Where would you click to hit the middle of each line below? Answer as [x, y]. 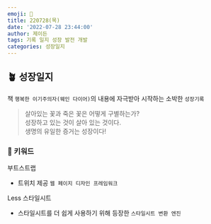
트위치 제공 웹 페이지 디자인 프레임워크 [68, 183]
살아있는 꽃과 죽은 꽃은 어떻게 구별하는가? [82, 113]
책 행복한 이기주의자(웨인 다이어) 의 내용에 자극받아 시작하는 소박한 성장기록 [106, 98]
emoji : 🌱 [20, 14]
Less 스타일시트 [29, 198]
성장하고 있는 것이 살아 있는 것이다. [73, 122]
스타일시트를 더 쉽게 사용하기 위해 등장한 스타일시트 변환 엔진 [99, 213]
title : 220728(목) [34, 20]
